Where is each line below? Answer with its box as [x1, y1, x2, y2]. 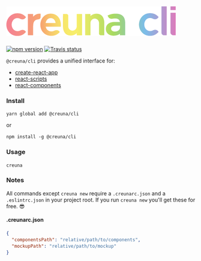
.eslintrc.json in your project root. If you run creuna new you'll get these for [6, 196, 196, 203]
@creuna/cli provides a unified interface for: [6, 57, 115, 64]
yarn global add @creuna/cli [6, 111, 79, 117]
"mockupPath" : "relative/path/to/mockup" [11, 243, 117, 249]
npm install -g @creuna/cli [6, 134, 77, 140]
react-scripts [14, 75, 47, 82]
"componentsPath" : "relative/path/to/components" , [11, 236, 141, 243]
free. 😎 [6, 202, 25, 210]
